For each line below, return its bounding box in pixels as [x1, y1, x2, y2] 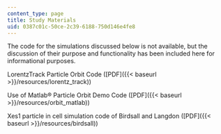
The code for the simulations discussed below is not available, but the [7, 42, 208, 51]
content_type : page [7, 10, 64, 17]
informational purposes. [7, 57, 76, 65]
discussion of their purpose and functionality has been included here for [7, 49, 215, 58]
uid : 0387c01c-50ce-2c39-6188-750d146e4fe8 [7, 23, 136, 30]
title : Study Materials [7, 17, 77, 24]
